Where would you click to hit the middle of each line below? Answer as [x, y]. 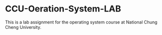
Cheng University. [23, 27]
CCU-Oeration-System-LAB [63, 9]
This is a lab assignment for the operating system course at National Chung [81, 22]
